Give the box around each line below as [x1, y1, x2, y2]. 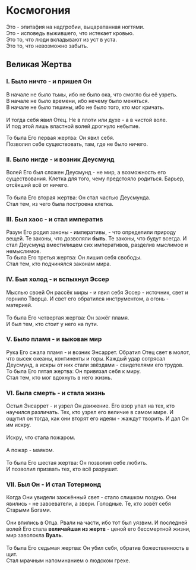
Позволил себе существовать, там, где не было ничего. [6, 140, 148, 148]
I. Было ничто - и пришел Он [6, 77, 92, 86]
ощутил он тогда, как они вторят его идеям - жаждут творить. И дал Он [6, 415, 189, 422]
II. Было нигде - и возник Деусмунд [6, 155, 115, 164]
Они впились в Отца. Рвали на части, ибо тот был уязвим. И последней [6, 519, 188, 527]
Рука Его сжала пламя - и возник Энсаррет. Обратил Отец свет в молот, [6, 349, 191, 356]
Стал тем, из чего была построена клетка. [6, 200, 114, 207]
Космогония [6, 4, 71, 17]
